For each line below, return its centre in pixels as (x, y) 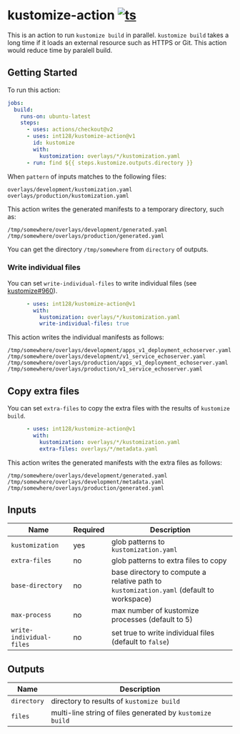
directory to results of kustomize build (116, 701)
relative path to (137, 581)
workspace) (132, 599)
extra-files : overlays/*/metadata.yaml (99, 449)
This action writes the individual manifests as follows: (86, 337)
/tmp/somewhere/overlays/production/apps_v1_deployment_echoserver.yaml (118, 363)
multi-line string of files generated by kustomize (131, 713)
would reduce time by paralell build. (60, 50)
